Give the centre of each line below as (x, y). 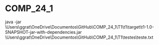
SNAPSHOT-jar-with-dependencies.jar (44, 32)
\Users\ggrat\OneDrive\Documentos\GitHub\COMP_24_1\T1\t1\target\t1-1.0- (79, 27)
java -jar (13, 22)
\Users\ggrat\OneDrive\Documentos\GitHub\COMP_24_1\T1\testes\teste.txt (79, 37)
